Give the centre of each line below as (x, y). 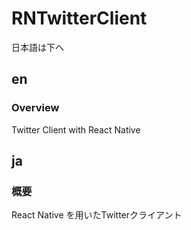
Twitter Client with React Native (76, 129)
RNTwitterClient (79, 18)
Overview (35, 108)
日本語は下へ (37, 47)
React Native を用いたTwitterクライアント (97, 215)
